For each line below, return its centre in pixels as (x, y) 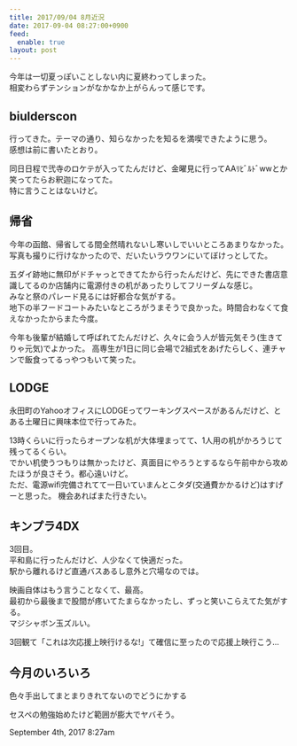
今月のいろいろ (50, 673)
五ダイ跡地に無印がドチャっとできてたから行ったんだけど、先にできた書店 (145, 274)
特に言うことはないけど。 (56, 190)
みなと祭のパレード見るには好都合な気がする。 (94, 296)
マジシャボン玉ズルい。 (52, 623)
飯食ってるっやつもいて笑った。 (82, 359)
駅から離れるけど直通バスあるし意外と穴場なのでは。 (106, 571)
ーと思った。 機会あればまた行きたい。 (80, 495)
